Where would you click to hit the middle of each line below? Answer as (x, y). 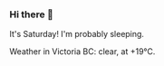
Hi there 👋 (32, 14)
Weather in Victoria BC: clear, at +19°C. (82, 52)
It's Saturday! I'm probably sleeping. (77, 34)
